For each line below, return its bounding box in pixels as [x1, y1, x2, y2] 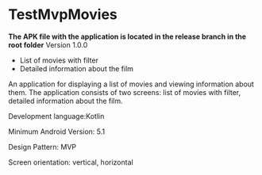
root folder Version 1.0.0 [8, 40, 88, 49]
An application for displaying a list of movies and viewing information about [8, 79, 254, 89]
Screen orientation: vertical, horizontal [8, 157, 133, 167]
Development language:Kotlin [8, 111, 105, 120]
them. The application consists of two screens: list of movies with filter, [8, 87, 241, 97]
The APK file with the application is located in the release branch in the [8, 32, 247, 41]
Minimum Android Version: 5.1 [8, 127, 106, 136]
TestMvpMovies [8, 6, 118, 24]
